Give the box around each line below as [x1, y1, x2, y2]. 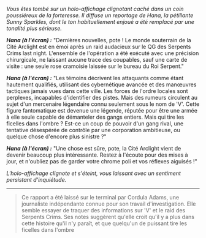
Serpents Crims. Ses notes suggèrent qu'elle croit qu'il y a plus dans [21, 214, 195, 220]
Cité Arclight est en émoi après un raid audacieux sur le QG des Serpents [6, 43, 191, 50]
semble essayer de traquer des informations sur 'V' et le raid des [21, 207, 186, 214]
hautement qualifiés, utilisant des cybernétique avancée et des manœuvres [6, 81, 197, 88]
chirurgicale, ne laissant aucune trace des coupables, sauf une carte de [6, 56, 188, 63]
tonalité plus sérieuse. [6, 24, 63, 32]
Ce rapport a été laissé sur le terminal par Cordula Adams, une [21, 194, 180, 201]
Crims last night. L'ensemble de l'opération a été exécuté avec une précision [6, 50, 199, 57]
